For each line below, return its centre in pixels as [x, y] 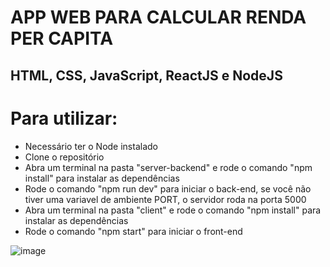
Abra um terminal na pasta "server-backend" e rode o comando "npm [168, 167]
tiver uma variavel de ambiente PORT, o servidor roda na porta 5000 [165, 199]
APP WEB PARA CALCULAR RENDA [158, 17]
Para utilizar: [64, 118]
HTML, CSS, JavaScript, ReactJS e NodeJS [146, 75]
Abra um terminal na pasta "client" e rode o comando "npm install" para [173, 210]
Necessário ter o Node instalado [91, 146]
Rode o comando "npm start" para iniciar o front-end [133, 231]
